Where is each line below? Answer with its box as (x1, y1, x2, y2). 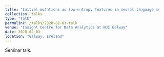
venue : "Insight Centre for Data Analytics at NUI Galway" (5, 25, 128, 30)
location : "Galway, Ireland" (5, 34, 64, 39)
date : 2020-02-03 (5, 29, 41, 34)
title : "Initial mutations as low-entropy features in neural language (5, 7, 154, 12)
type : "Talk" (5, 16, 32, 21)
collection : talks (5, 12, 42, 16)
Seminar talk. (5, 47, 32, 53)
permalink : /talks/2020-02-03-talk (5, 20, 78, 26)
